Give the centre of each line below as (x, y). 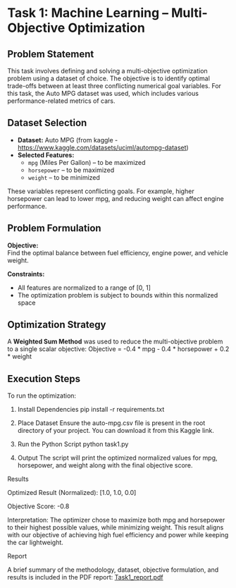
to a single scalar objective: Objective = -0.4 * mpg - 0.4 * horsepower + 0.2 (118, 349)
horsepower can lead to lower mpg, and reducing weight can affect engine (116, 198)
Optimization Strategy (57, 325)
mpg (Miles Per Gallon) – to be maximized (87, 162)
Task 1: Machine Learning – (88, 13)
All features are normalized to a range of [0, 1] (84, 288)
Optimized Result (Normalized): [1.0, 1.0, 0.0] (72, 493)
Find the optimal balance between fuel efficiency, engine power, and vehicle (118, 252)
